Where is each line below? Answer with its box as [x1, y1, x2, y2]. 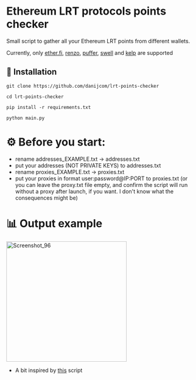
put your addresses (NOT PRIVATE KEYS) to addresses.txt [15, 161, 161, 169]
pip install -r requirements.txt [6, 104, 91, 110]
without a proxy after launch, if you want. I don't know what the [15, 188, 174, 195]
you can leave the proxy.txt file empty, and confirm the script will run [15, 181, 188, 188]
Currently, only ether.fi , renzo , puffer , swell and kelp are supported [6, 49, 173, 56]
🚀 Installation [6, 67, 57, 77]
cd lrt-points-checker [6, 93, 64, 100]
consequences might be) [15, 194, 78, 202]
